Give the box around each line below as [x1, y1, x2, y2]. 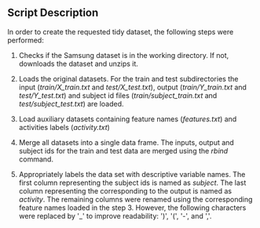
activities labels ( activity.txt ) [18, 122, 111, 132]
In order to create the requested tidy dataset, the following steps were [7, 27, 234, 36]
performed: [7, 35, 44, 45]
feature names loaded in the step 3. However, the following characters [18, 203, 247, 212]
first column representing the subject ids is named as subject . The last [18, 178, 247, 187]
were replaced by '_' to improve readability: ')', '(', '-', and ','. [18, 211, 212, 220]
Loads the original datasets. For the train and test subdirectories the [18, 74, 239, 83]
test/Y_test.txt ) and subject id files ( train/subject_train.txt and [18, 90, 218, 100]
